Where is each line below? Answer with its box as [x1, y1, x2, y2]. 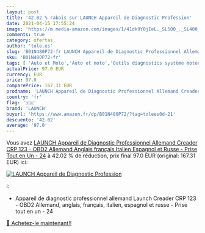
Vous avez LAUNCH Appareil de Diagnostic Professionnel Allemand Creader [6, 139, 198, 146]
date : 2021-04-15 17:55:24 [6, 20, 75, 26]
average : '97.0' [6, 123, 48, 129]
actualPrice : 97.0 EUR [6, 65, 64, 72]
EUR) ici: [6, 159, 28, 166]
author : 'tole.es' [6, 43, 53, 49]
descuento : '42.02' [6, 116, 56, 123]
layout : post [6, 9, 40, 15]
